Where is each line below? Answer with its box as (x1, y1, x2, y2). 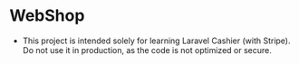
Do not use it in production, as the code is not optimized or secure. (22, 44, 272, 55)
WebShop (9, 5, 85, 26)
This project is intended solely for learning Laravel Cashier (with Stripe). (22, 35, 292, 46)
